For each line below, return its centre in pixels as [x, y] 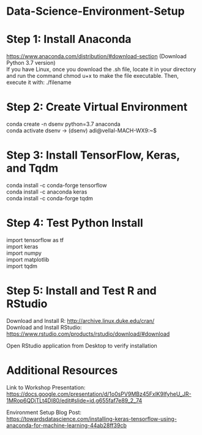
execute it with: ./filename [39, 82]
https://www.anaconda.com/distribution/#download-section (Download [96, 56]
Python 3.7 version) [31, 63]
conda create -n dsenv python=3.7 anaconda [63, 124]
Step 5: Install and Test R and [82, 291]
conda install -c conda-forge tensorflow [57, 185]
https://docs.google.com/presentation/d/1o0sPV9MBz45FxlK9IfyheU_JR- [99, 394]
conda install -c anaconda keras [47, 192]
